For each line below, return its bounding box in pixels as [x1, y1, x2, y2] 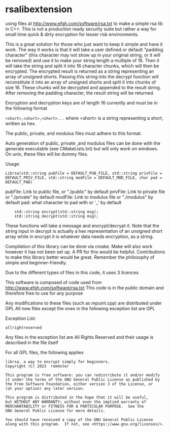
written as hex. [5, 120, 37, 126]
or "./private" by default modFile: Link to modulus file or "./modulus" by [5, 194, 154, 200]
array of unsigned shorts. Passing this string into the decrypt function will [5, 73, 159, 79]
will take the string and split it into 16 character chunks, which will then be [5, 63, 159, 69]
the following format [5, 105, 48, 111]
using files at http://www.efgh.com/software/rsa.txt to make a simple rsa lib [5, 20, 163, 26]
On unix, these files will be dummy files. [5, 151, 89, 157]
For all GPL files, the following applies [5, 349, 84, 355]
